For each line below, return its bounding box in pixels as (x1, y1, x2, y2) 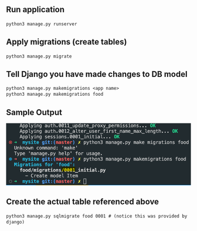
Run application (6, 5, 65, 15)
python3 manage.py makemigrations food (6, 91, 104, 98)
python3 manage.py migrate (6, 53, 72, 59)
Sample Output (6, 107, 63, 117)
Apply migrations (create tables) (6, 37, 127, 47)
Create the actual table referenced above (6, 197, 159, 207)
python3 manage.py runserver (6, 21, 77, 27)
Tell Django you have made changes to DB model (6, 69, 188, 79)
